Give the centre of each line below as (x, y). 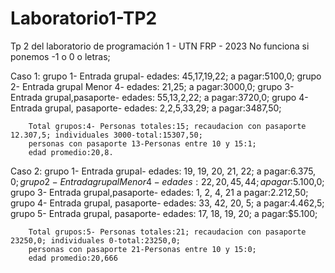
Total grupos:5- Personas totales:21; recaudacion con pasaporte (167, 232)
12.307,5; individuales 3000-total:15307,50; (106, 135)
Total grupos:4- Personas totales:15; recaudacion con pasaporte (167, 126)
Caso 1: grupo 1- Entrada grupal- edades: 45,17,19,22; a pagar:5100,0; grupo (166, 76)
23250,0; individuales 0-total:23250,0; (96, 240)
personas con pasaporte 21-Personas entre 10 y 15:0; (142, 249)
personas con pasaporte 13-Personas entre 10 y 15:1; (142, 143)
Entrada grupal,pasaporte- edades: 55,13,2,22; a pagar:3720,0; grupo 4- (159, 97)
